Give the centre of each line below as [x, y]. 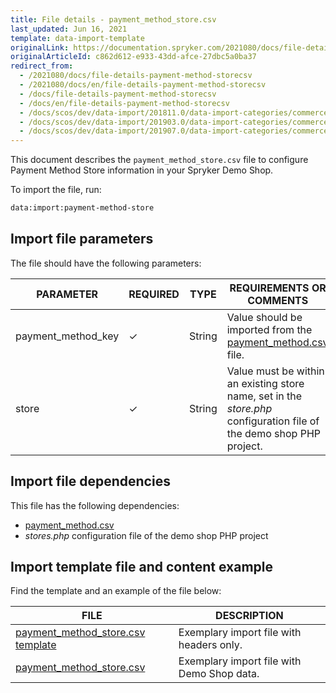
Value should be [264, 317]
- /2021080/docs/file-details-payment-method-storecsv [136, 76]
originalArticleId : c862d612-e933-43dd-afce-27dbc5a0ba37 [133, 57]
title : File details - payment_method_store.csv [113, 19]
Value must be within [275, 371]
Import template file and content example [141, 567]
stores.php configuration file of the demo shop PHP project [146, 535]
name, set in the [264, 396]
